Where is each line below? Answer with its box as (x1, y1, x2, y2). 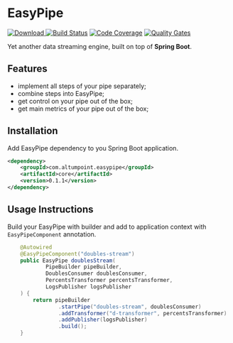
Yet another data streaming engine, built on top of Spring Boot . (7, 42, 193, 50)
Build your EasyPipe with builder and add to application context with (7, 222, 207, 231)
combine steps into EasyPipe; (17, 89, 105, 97)
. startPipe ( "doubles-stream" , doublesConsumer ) (58, 303, 202, 310)
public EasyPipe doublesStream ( (20, 257, 116, 264)
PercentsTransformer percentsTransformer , (45, 277, 173, 284)
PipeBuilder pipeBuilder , (45, 263, 122, 271)
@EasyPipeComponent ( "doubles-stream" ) (20, 250, 135, 257)
